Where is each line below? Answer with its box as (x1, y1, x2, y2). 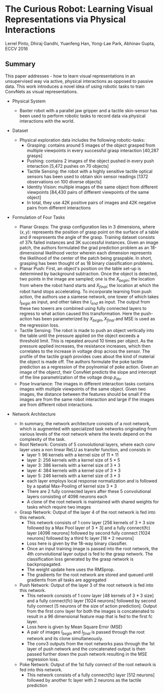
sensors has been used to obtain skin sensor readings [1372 (26, 173, 148, 180)
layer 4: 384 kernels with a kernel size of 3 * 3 (26, 467, 121, 473)
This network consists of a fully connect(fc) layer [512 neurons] (26, 672, 155, 678)
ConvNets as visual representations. (5, 88, 78, 94)
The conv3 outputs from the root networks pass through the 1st (26, 641, 155, 646)
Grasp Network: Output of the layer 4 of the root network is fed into (19, 509, 156, 515)
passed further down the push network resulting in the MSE (26, 651, 148, 657)
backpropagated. (26, 561, 62, 567)
